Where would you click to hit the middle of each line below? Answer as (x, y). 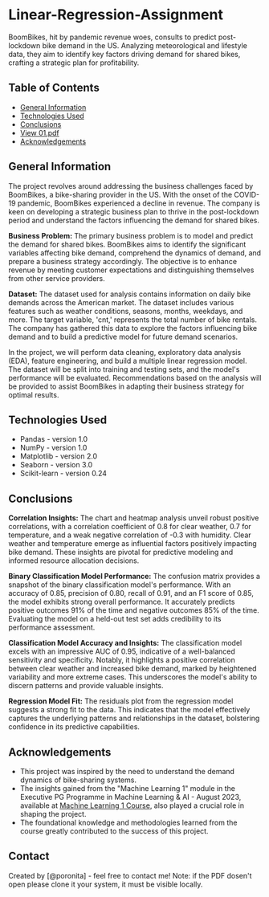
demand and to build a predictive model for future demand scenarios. (123, 336)
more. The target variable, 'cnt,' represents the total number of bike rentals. (133, 320)
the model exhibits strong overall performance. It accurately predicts (122, 602)
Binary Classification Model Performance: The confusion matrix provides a (134, 577)
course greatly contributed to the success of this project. (114, 831)
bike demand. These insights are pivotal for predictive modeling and (121, 552)
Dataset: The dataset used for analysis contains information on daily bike (130, 294)
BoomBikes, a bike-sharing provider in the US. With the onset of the (120, 194)
